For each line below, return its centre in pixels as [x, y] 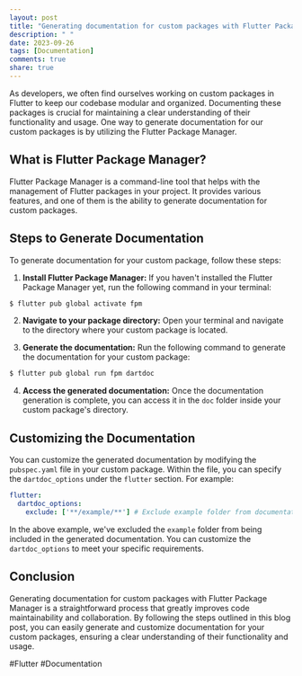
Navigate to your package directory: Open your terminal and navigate [153, 321]
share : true [31, 68]
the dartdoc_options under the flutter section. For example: [122, 479]
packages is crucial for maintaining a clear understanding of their [130, 112]
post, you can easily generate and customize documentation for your [137, 627]
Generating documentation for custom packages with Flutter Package [138, 598]
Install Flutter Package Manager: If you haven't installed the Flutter [147, 277]
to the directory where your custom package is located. [125, 330]
